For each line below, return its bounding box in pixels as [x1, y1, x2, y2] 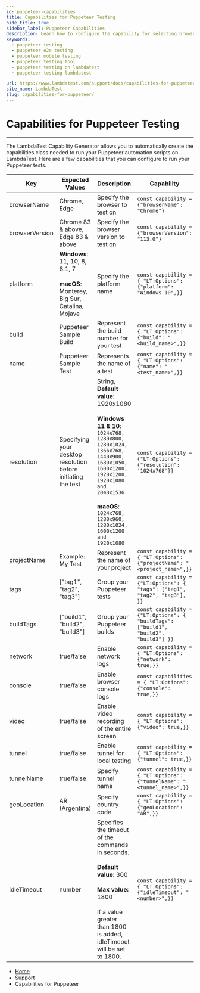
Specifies [97, 818, 124, 826]
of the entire [97, 724, 132, 733]
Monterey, [59, 287, 88, 295]
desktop [59, 450, 82, 458]
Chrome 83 [59, 218, 91, 226]
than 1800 [97, 922, 127, 930]
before [59, 465, 78, 473]
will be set [97, 945, 126, 953]
